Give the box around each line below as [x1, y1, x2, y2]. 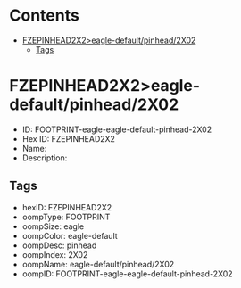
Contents [9, 5, 80, 26]
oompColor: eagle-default [21, 230, 118, 241]
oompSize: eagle [21, 220, 85, 232]
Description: [21, 152, 68, 163]
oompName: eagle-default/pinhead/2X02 [21, 259, 175, 269]
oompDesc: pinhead [21, 240, 97, 251]
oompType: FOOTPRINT [21, 211, 111, 222]
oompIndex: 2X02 [21, 249, 88, 259]
